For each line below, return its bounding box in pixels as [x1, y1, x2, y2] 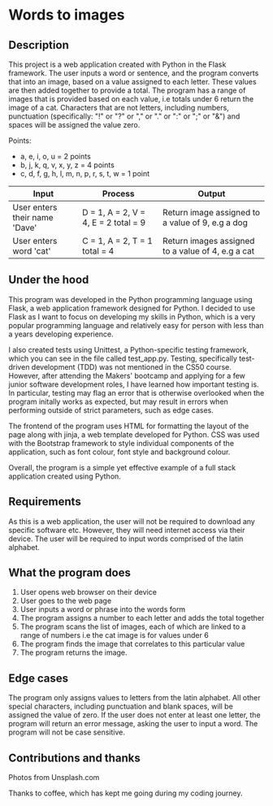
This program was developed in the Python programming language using [8, 294, 253, 304]
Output [197, 188, 226, 199]
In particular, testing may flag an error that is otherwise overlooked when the [8, 388, 265, 397]
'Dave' [12, 222, 37, 233]
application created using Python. [8, 471, 122, 481]
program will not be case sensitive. [8, 727, 126, 737]
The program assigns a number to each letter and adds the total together [19, 613, 265, 623]
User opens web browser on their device [19, 587, 157, 597]
